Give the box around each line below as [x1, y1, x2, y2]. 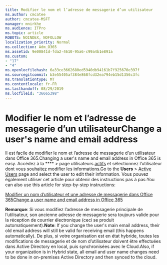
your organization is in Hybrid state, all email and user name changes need [5, 249, 159, 255]
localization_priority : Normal [5, 40, 70, 45]
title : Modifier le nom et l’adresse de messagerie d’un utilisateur [5, 7, 153, 12]
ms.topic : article [5, 30, 43, 35]
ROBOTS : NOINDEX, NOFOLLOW [5, 35, 61, 40]
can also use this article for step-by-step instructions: [5, 182, 116, 188]
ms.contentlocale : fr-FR [5, 81, 57, 86]
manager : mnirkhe [5, 21, 41, 26]
